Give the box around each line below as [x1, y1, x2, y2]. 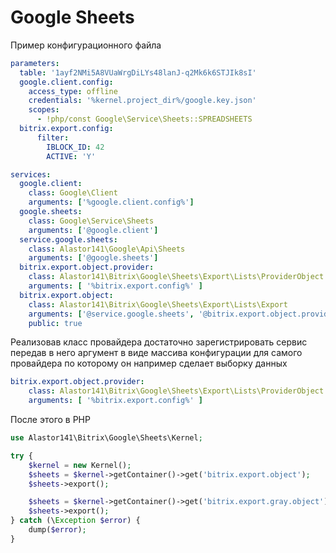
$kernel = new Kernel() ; [28, 460, 132, 470]
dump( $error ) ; [28, 525, 87, 535]
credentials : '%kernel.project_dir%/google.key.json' [28, 96, 257, 106]
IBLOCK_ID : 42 [46, 142, 105, 152]
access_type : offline [28, 86, 118, 96]
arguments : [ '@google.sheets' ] [28, 253, 159, 263]
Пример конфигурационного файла [10, 39, 162, 51]
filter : [36, 132, 70, 143]
